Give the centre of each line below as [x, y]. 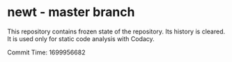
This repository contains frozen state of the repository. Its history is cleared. [116, 31]
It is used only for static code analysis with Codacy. [81, 38]
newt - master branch [71, 12]
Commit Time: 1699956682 [46, 52]
